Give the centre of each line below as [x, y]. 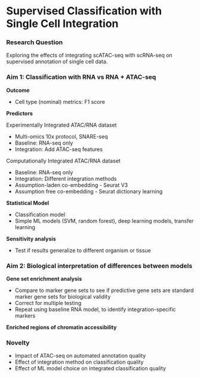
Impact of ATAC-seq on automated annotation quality [80, 356]
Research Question [35, 42]
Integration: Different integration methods [66, 179]
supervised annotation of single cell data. [57, 62]
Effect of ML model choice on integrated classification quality [90, 368]
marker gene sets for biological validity [63, 297]
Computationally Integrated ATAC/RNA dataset [63, 161]
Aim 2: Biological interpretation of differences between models [99, 266]
